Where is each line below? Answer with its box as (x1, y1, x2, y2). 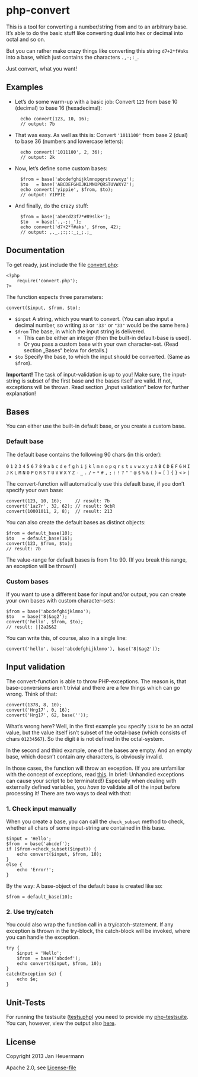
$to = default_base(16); (6, 535, 73, 541)
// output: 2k (20, 154, 55, 160)
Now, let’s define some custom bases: (14, 164, 108, 172)
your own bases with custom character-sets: (6, 597, 116, 604)
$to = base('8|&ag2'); (6, 613, 68, 620)
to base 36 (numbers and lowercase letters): (14, 138, 123, 145)
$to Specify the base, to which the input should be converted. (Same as (14, 353, 190, 360)
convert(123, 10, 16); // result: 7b (6, 498, 110, 504)
